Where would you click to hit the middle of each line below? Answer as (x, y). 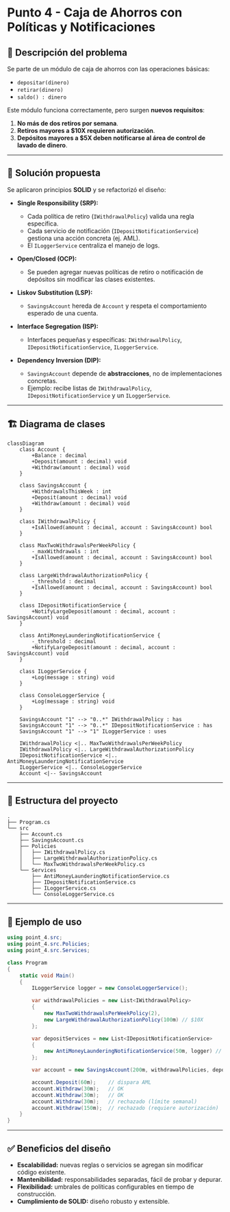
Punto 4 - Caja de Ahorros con (95, 13)
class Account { (43, 449)
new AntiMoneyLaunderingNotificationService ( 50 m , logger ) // (133, 1051)
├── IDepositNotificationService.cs (84, 882)
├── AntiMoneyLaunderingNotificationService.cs (101, 876)
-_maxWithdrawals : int (65, 551)
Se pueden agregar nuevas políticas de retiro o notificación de (115, 271)
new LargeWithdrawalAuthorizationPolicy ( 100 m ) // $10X (124, 1019)
